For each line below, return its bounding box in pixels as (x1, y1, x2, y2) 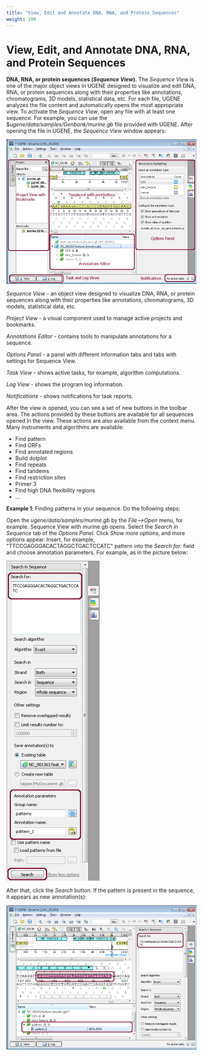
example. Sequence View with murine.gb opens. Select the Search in (6, 523, 178, 530)
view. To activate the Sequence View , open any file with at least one (6, 108, 175, 115)
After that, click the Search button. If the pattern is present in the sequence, (6, 886, 195, 894)
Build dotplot (14, 454, 47, 461)
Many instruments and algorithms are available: (6, 423, 124, 431)
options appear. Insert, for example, (6, 536, 95, 543)
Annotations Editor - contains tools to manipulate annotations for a (6, 332, 172, 340)
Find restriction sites (14, 474, 66, 481)
